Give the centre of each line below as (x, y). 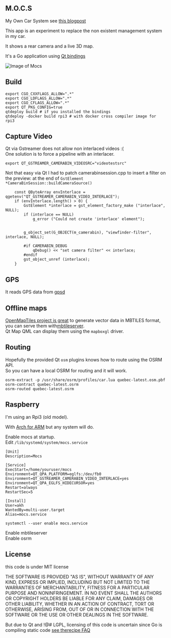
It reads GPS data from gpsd (35, 292)
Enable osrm (19, 538)
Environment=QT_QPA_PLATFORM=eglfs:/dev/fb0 (53, 474)
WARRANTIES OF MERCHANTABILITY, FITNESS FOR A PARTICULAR (77, 587)
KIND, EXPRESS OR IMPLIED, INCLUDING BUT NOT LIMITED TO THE (78, 582)
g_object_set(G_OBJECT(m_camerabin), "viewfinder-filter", (88, 232)
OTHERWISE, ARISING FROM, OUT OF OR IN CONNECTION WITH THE (80, 609)
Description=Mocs (24, 456)
